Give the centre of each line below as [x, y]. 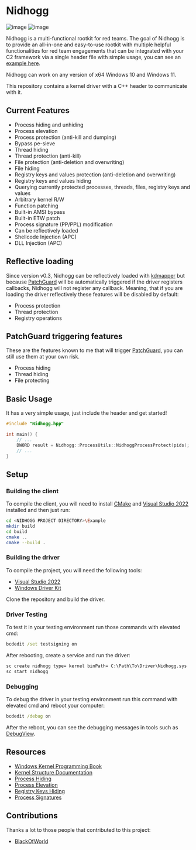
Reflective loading [40, 262]
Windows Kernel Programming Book [58, 766]
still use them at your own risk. [43, 357]
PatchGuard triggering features [64, 336]
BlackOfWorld [31, 841]
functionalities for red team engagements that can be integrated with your [95, 50]
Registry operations [38, 318]
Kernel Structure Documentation [53, 772]
